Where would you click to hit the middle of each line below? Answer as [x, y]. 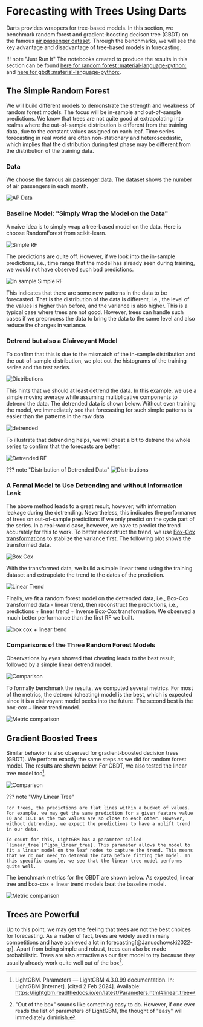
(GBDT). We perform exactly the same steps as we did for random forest [96, 760]
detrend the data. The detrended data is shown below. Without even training [101, 403]
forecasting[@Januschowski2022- [150, 942]
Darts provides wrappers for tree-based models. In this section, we [90, 28]
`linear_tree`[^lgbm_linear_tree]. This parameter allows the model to [98, 845]
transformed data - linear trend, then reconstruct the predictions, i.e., [92, 604]
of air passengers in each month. [47, 186]
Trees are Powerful [43, 915]
